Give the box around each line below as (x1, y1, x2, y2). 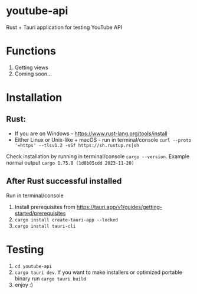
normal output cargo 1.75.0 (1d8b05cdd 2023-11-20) (6, 159, 134, 166)
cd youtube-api (14, 263, 52, 269)
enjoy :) (14, 281, 34, 288)
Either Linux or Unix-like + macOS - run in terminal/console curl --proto (14, 136, 192, 143)
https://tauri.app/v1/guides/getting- (76, 203, 163, 210)
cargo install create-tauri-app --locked (14, 217, 118, 223)
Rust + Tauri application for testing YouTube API (6, 24, 123, 31)
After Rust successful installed (6, 176, 122, 187)
